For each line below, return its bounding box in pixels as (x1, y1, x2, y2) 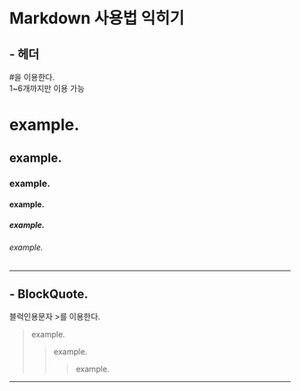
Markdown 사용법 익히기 (9, 8, 185, 29)
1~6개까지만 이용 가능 (9, 83, 85, 94)
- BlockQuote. (9, 287, 89, 302)
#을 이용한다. (9, 72, 55, 82)
